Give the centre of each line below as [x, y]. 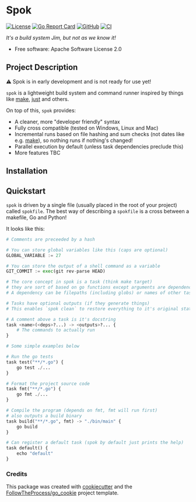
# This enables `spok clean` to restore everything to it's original [92, 309]
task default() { [27, 448]
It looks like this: [25, 229]
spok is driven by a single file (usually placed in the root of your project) [92, 205]
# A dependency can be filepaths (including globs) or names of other [94, 293]
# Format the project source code [48, 383]
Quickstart [26, 191]
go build [27, 427]
